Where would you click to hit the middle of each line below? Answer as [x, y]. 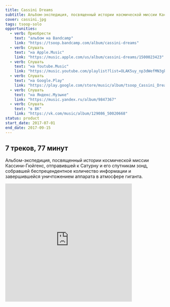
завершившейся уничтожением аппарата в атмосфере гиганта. [74, 177]
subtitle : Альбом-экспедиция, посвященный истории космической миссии [81, 15]
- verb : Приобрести [30, 33]
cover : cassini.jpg [26, 19]
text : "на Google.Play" [39, 81]
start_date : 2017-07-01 [30, 123]
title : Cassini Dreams [29, 10]
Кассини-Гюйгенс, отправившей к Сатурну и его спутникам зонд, [77, 166]
